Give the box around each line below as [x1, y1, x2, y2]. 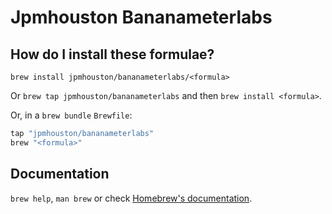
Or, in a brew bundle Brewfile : [10, 109, 133, 121]
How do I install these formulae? [10, 46, 215, 63]
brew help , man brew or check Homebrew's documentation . [10, 192, 253, 204]
